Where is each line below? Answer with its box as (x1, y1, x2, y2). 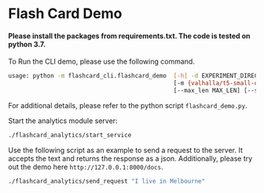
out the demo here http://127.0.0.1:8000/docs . (8, 162, 163, 171)
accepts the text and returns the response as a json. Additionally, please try (8, 154, 253, 163)
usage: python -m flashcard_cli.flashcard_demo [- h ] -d (8, 72, 199, 80)
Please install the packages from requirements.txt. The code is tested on (8, 31, 251, 40)
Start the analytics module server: (8, 116, 118, 126)
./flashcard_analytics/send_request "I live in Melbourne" (8, 177, 206, 185)
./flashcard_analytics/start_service (8, 131, 132, 140)
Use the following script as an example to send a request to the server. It (8, 145, 244, 155)
